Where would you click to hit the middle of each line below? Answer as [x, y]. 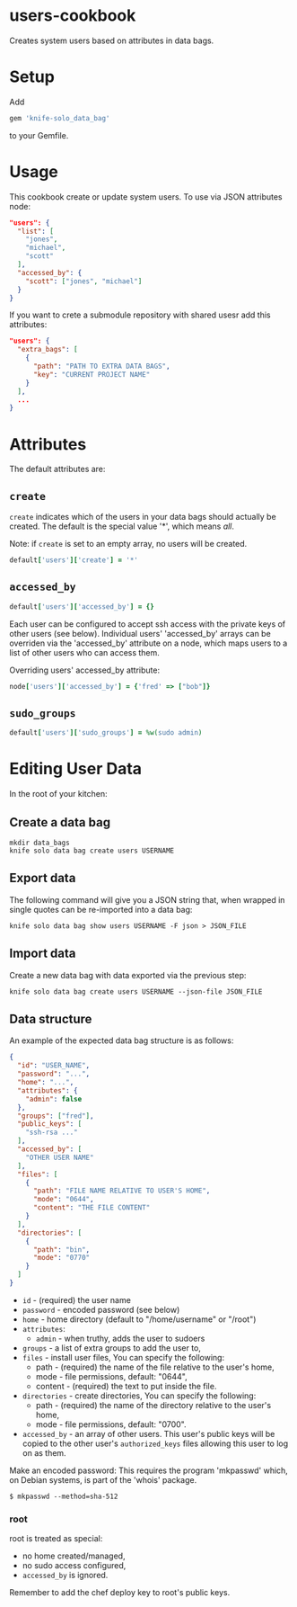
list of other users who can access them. [84, 652]
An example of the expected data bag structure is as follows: [122, 1040]
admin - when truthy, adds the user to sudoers [120, 1338]
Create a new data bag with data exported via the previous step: [128, 975]
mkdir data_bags [39, 843]
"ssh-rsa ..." [52, 1133]
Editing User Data [75, 769]
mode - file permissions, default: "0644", [111, 1376]
